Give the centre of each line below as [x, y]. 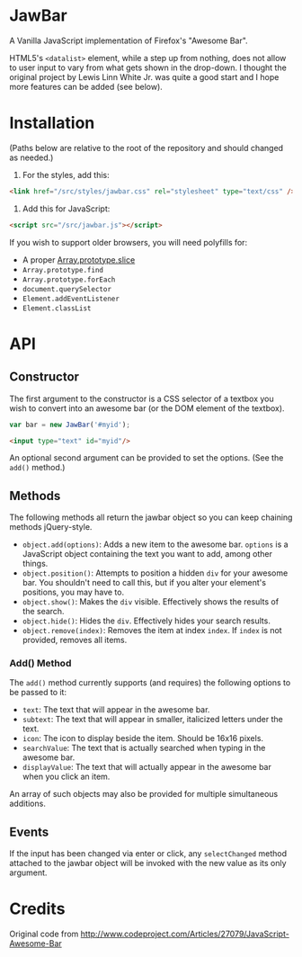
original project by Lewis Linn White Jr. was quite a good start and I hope [144, 76]
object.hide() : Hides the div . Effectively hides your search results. [147, 621]
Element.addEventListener [71, 299]
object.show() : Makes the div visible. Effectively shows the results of [151, 602]
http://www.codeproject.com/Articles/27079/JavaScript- [185, 934]
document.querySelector [67, 289]
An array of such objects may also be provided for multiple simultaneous [144, 794]
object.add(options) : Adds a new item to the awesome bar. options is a [155, 544]
